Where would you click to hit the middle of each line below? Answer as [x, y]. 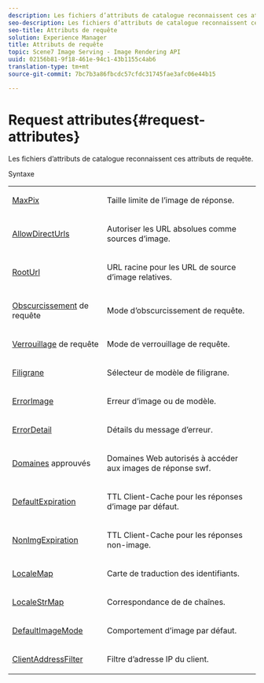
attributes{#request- [136, 120]
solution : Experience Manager [58, 37]
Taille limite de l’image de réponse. [171, 200]
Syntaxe [22, 173]
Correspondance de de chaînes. [166, 602]
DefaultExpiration [44, 501]
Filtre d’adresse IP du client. [158, 659]
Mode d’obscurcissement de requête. [176, 310]
